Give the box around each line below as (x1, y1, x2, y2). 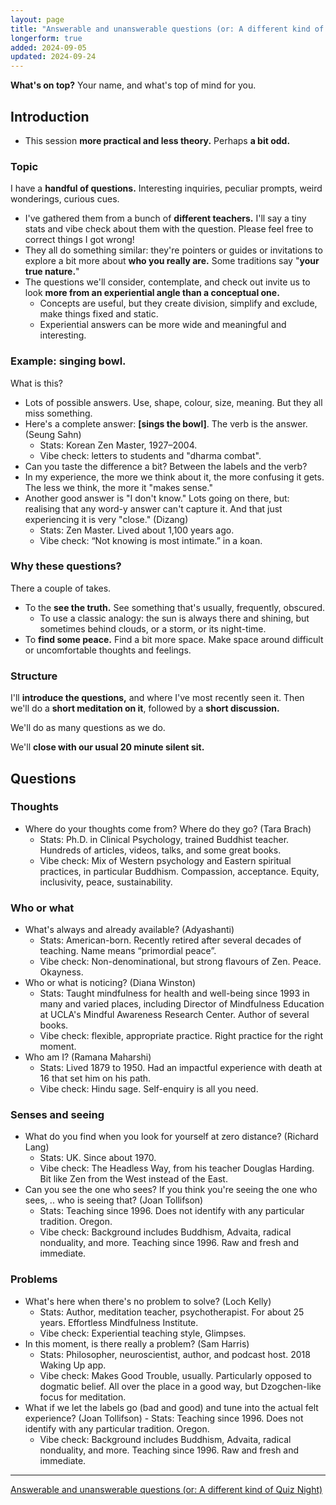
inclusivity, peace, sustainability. (39, 876, 173, 888)
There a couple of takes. (10, 582, 112, 594)
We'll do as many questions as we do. (10, 722, 166, 734)
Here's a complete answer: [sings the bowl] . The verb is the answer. (24, 417, 308, 430)
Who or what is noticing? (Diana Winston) (24, 977, 197, 989)
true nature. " (24, 266, 80, 278)
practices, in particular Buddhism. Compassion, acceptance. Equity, (39, 865, 320, 877)
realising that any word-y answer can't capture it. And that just (24, 502, 283, 515)
